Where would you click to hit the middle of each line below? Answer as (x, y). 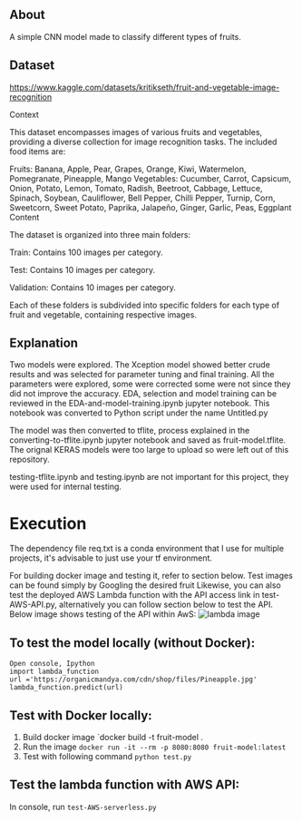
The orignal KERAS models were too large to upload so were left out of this (149, 450)
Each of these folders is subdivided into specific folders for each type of (144, 305)
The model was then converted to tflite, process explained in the (130, 431)
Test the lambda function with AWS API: (125, 785)
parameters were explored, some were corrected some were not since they (150, 384)
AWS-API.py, (33, 605)
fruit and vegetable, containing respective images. (103, 314)
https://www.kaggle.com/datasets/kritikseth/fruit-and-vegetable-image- (145, 87)
